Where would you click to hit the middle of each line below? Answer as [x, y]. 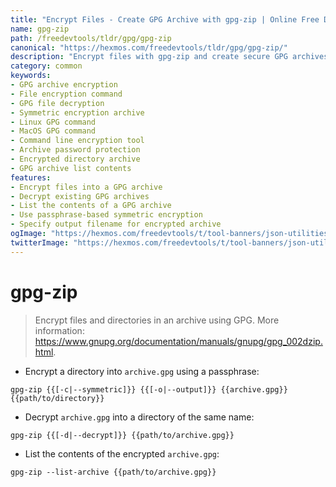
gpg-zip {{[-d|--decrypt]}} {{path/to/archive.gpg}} [122, 435]
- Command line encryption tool [77, 141]
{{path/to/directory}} [57, 398]
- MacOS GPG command [53, 131]
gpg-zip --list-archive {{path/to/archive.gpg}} [113, 472]
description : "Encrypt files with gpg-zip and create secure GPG [149, 57]
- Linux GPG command [53, 122]
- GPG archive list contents [71, 168]
